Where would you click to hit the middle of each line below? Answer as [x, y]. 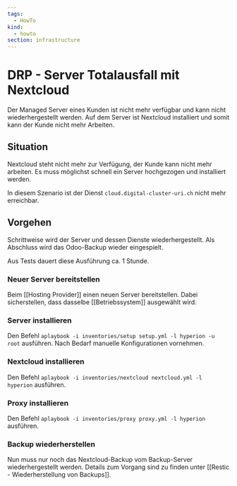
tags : [15, 14]
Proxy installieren [38, 403]
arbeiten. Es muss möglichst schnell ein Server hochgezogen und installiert [117, 171]
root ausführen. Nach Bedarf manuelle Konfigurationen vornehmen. [106, 343]
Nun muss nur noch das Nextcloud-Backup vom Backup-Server [100, 460]
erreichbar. [23, 200]
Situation [28, 147]
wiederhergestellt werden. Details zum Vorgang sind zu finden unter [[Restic [119, 467]
